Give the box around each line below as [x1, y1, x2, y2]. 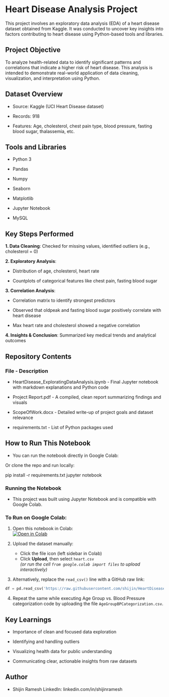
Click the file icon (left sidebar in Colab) [20, 550, 102, 556]
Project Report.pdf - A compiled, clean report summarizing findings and [12, 394, 161, 400]
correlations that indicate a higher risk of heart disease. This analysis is [5, 64, 153, 70]
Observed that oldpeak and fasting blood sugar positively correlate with [12, 307, 161, 313]
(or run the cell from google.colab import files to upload [20, 561, 140, 567]
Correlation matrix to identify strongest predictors [12, 297, 116, 304]
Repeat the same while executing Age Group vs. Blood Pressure [12, 595, 145, 601]
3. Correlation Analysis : [5, 288, 56, 294]
